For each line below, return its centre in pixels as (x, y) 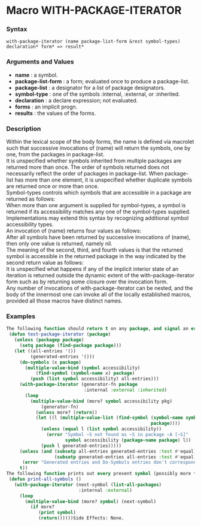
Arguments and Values (40, 62)
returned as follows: (31, 199)
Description (24, 128)
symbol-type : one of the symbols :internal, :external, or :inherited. (98, 94)
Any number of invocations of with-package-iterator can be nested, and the (100, 288)
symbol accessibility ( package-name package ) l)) (128, 440)
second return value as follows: (45, 263)
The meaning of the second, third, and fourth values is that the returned (95, 250)
